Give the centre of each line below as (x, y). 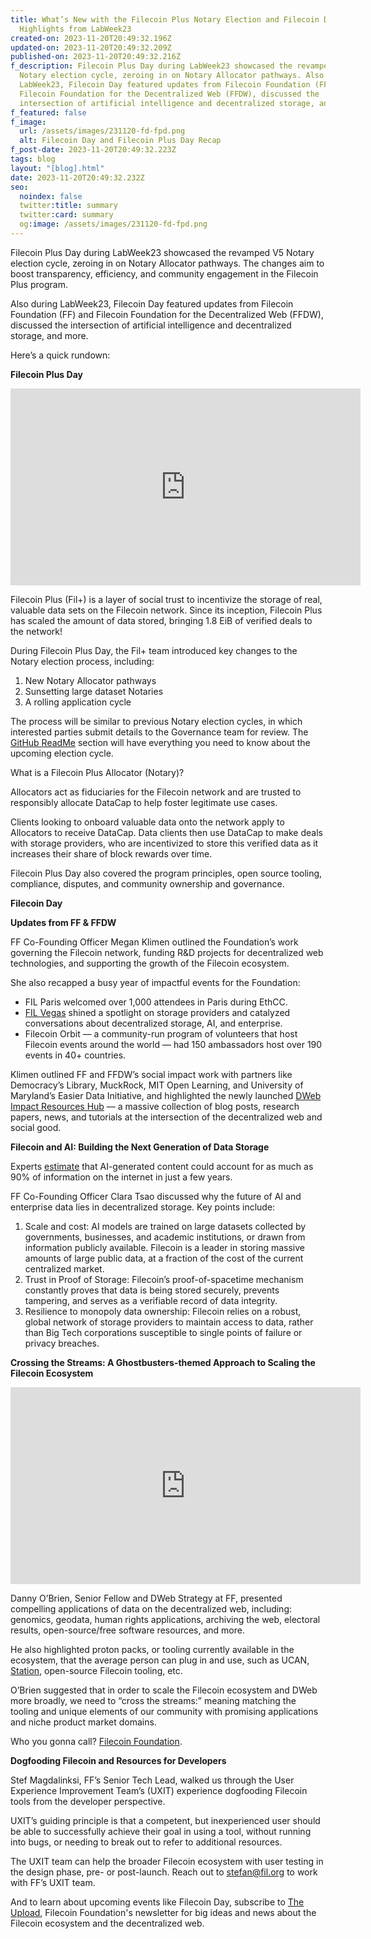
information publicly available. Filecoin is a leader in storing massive (165, 1247)
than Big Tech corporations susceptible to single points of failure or (163, 1332)
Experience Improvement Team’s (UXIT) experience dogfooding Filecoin (159, 1790)
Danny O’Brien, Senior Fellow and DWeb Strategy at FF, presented (146, 1598)
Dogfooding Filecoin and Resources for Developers (118, 1760)
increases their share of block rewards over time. (111, 853)
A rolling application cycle (78, 702)
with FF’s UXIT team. (53, 1882)
